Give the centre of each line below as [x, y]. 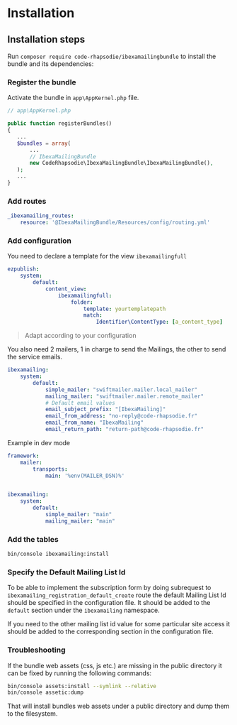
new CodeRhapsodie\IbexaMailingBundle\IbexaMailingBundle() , [121, 163]
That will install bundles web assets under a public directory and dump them [118, 706]
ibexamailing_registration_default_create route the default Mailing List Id [117, 595]
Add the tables [33, 539]
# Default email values [80, 403]
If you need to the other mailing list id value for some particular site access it [118, 624]
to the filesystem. [33, 714]
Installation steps [46, 39]
